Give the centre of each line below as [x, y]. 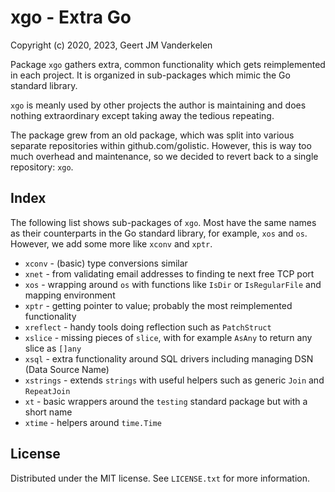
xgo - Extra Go [71, 17]
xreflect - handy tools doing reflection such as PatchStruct [148, 327]
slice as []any [53, 348]
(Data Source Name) [67, 369]
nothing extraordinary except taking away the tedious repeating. [142, 115]
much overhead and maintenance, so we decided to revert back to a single [164, 156]
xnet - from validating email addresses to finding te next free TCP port [169, 273]
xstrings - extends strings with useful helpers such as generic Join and [174, 380]
